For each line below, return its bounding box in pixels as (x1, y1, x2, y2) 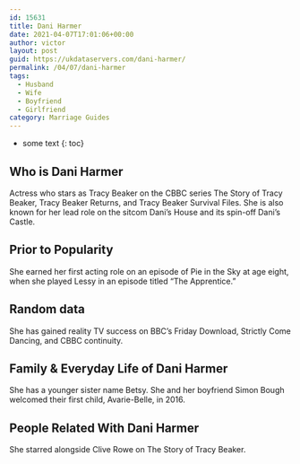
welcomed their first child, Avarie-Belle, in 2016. (9, 394, 185, 405)
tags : (9, 72, 30, 81)
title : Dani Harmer (9, 22, 82, 31)
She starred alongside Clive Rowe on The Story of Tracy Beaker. (9, 444, 246, 455)
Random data (9, 302, 85, 317)
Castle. (9, 216, 36, 227)
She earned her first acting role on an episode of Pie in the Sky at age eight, (9, 266, 289, 276)
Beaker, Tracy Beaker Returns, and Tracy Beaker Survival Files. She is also (9, 197, 284, 207)
